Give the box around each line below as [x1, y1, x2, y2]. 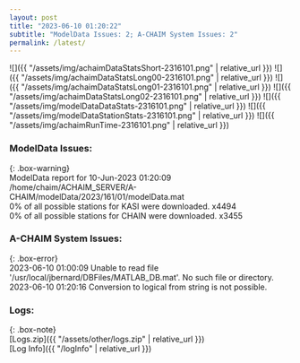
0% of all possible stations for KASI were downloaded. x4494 [9, 201, 237, 212]
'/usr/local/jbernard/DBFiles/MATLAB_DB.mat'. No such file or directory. [9, 272, 275, 282]
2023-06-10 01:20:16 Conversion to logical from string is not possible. [9, 281, 268, 292]
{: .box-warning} [9, 162, 70, 173]
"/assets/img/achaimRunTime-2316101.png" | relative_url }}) [9, 120, 230, 131]
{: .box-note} [9, 324, 56, 335]
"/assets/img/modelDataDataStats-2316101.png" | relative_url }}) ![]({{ [9, 100, 266, 112]
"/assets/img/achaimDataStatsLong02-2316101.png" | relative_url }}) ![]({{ [9, 91, 281, 102]
